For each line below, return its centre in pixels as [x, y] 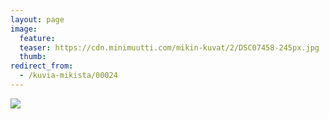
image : [24, 29]
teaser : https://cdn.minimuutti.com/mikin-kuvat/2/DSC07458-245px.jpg [169, 47]
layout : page [37, 19]
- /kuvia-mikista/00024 [68, 76]
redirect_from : [42, 66]
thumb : [33, 57]
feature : [37, 38]
